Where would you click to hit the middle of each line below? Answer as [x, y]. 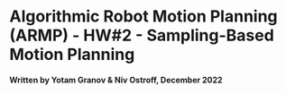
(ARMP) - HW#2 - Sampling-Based [142, 35]
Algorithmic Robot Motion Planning [143, 17]
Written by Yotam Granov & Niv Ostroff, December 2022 [116, 80]
